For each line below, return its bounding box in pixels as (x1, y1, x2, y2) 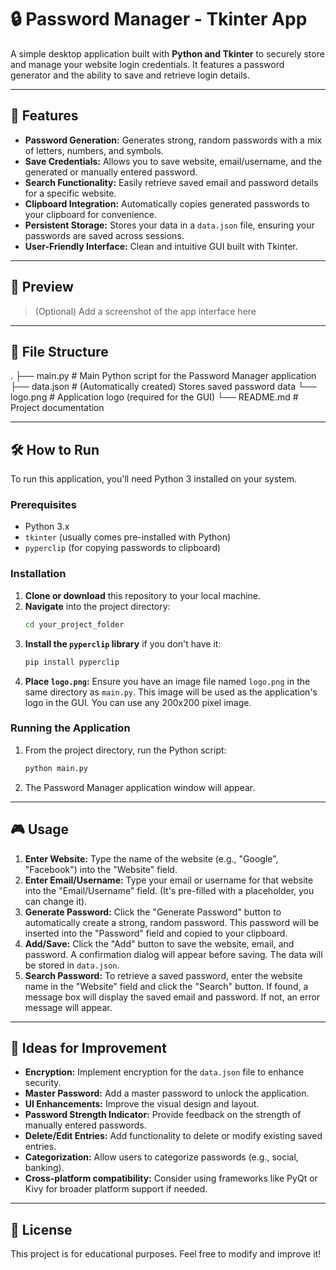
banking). (24, 1162, 65, 1174)
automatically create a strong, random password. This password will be (24, 916, 320, 928)
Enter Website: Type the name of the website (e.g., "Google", (24, 852, 279, 865)
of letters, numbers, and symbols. (24, 144, 164, 156)
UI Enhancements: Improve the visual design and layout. (24, 1098, 260, 1110)
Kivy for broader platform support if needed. (24, 1183, 208, 1195)
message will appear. (24, 1001, 113, 1013)
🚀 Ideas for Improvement (10, 1039, 167, 1056)
